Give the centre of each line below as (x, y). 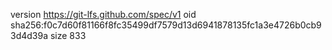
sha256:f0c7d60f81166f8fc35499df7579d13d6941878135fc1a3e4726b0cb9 (166, 25)
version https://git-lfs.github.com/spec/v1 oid (103, 14)
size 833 (68, 35)
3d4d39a (29, 35)
